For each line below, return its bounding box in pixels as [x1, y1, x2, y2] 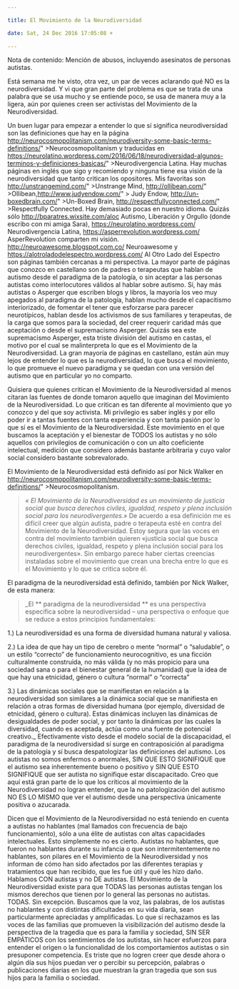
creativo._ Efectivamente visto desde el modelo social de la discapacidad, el [7, 732, 231, 741]
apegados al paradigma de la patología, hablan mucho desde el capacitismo [7, 295, 232, 304]
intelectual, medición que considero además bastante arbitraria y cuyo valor [7, 446, 231, 455]
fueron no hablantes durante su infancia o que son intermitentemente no [7, 845, 220, 853]
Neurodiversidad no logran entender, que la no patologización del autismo [7, 786, 225, 794]
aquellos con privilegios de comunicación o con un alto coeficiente [7, 438, 205, 447]
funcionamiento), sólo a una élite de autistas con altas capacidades [7, 829, 205, 838]
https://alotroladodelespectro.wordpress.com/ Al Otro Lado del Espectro [7, 250, 220, 259]
